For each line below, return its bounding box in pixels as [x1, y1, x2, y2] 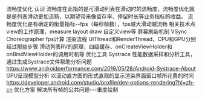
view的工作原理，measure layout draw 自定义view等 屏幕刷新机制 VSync [6, 28, 187, 35]
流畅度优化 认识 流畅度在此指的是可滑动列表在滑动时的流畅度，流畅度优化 [6, 5, 189, 12]
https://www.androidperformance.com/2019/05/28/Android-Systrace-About [6, 65, 196, 72]
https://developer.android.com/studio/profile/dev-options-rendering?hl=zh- [6, 79, 195, 86]
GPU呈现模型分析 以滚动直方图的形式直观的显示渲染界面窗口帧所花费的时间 [6, 72, 194, 79]
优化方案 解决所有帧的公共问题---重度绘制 [14, 86, 119, 93]
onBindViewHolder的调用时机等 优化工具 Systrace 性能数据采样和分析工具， [6, 51, 196, 57]
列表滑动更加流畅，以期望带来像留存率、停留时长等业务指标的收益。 [16, 13, 186, 20]
